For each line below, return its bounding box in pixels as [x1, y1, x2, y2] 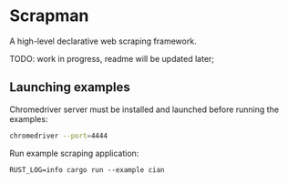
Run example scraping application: [9, 148, 139, 158]
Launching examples [9, 79, 130, 96]
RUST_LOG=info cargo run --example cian [9, 165, 166, 174]
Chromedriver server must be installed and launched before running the [9, 104, 280, 115]
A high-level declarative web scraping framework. [9, 36, 198, 46]
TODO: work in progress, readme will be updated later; [9, 53, 215, 64]
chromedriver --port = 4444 [9, 131, 108, 140]
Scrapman [9, 5, 89, 26]
